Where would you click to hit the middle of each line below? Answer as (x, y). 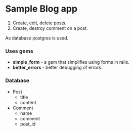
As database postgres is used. (37, 38)
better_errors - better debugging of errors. (57, 68)
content (28, 102)
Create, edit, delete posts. (39, 23)
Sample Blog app (41, 9)
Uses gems (19, 51)
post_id (28, 124)
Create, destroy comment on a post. (50, 28)
